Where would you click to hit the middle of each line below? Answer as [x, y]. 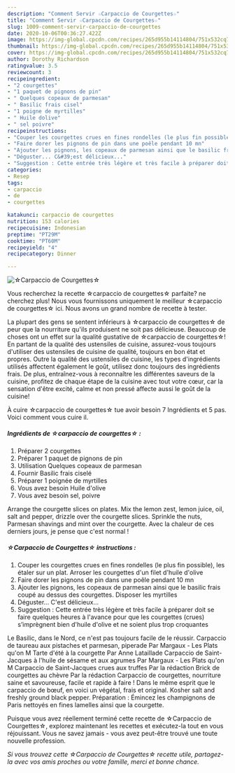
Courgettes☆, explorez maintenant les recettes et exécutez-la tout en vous [115, 726]
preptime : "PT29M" [34, 234]
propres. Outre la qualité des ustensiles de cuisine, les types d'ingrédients [114, 359]
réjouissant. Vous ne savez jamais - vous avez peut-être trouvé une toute [113, 733]
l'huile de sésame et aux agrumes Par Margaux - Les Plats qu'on [131, 660]
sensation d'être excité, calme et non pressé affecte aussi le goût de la [109, 389]
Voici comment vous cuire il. [48, 418]
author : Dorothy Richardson [48, 59]
